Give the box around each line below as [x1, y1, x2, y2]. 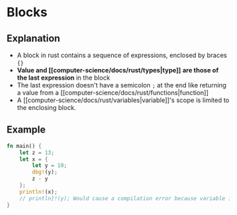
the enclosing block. [16, 104, 76, 111]
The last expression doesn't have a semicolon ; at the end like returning [16, 81, 227, 89]
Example [6, 124, 46, 136]
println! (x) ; [19, 188, 58, 195]
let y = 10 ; [32, 162, 68, 169]
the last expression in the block [16, 73, 110, 82]
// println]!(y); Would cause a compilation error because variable [19, 195, 226, 202]
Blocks [6, 4, 47, 20]
